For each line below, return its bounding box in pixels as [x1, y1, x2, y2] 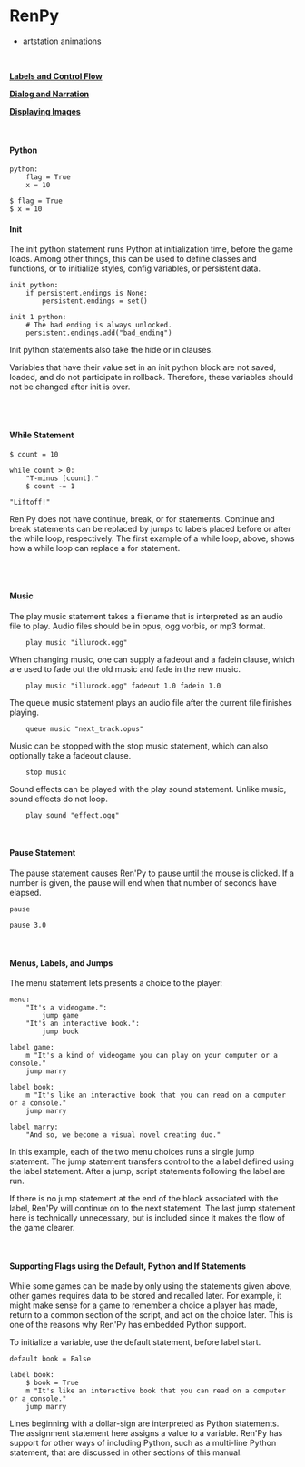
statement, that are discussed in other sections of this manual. [9, 1447, 242, 1458]
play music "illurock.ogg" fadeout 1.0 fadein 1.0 [25, 681, 221, 690]
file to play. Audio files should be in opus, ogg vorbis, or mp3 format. [9, 620, 266, 631]
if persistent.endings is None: [25, 288, 148, 298]
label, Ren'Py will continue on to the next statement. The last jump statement [9, 1202, 296, 1214]
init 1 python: [9, 313, 67, 322]
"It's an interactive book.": [25, 1020, 141, 1029]
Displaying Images [9, 106, 82, 116]
